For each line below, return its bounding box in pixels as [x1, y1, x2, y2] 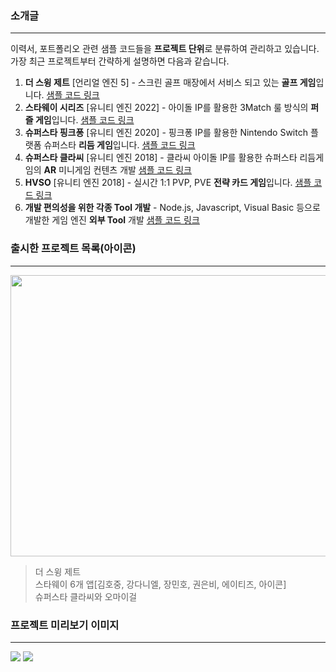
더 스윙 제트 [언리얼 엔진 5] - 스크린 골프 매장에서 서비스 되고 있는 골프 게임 [24, 77, 317, 89]
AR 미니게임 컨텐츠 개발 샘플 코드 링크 [43, 164, 192, 176]
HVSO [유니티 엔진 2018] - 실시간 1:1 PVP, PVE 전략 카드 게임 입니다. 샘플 [24, 177, 312, 189]
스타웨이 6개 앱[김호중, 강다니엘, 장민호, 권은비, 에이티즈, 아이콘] [34, 578, 287, 590]
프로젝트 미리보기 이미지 [10, 618, 120, 632]
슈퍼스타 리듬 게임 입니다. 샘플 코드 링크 [43, 139, 196, 151]
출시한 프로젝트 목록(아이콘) [10, 242, 137, 256]
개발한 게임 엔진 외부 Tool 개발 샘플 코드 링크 [24, 214, 200, 226]
